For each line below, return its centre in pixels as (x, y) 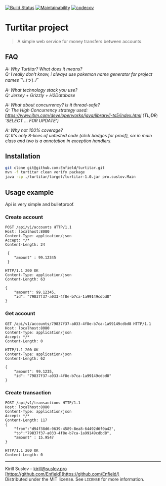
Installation (23, 156)
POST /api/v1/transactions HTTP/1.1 (43, 403)
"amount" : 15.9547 (34, 437)
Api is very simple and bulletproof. (40, 204)
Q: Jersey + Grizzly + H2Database (40, 95)
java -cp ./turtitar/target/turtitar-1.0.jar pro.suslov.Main (70, 177)
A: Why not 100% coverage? (34, 130)
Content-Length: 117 (26, 420)
